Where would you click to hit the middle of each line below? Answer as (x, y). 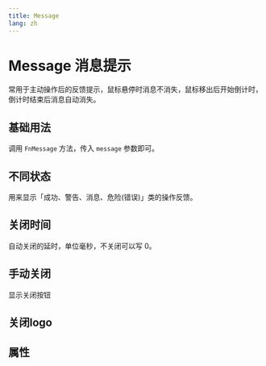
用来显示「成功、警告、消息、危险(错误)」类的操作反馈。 (103, 198)
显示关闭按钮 (29, 294)
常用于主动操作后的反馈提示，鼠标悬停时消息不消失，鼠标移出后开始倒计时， (135, 89)
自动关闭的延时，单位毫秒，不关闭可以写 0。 (82, 246)
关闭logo (30, 323)
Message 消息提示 (70, 66)
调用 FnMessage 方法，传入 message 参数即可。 (84, 148)
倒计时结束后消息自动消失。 (54, 100)
